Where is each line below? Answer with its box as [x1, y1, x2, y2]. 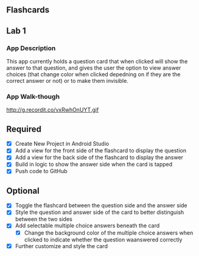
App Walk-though [6, 93, 60, 101]
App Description [6, 44, 56, 52]
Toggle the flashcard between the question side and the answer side [15, 202, 187, 209]
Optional [6, 185, 40, 196]
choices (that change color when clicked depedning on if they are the [6, 71, 181, 78]
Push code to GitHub [15, 168, 68, 175]
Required [6, 124, 41, 134]
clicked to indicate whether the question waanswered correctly [24, 236, 183, 243]
